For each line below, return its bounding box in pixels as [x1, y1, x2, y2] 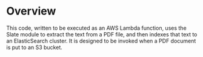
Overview [6, 4, 56, 18]
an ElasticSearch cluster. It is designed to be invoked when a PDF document [6, 37, 196, 44]
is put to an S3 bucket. [6, 44, 62, 51]
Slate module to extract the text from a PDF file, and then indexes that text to [6, 30, 198, 38]
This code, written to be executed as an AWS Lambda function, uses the [6, 24, 187, 32]
